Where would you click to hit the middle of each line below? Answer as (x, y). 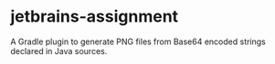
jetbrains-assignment (95, 17)
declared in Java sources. (59, 50)
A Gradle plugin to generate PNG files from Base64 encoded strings (138, 41)
